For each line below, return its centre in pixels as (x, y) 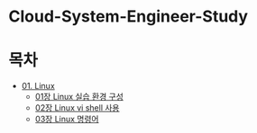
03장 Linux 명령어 (67, 120)
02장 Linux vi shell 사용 (77, 108)
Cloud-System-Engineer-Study (128, 17)
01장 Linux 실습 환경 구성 (79, 97)
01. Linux (38, 86)
